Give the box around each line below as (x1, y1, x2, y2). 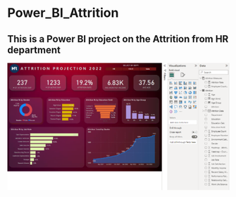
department (7, 44, 61, 56)
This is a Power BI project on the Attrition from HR (7, 33, 229, 45)
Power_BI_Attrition (7, 5, 119, 21)
